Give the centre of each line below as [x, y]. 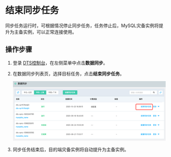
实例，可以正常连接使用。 [50, 32]
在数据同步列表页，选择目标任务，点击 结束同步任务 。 [68, 73]
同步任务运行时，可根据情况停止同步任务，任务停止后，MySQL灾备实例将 [82, 25]
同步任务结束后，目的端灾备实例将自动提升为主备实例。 [70, 150]
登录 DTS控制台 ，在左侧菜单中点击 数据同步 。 [60, 63]
